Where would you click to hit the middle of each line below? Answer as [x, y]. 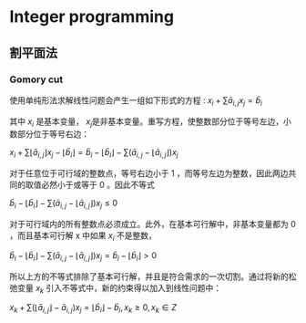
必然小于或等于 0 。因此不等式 [97, 185]
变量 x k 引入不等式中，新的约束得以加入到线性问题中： [119, 289]
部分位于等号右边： [53, 134]
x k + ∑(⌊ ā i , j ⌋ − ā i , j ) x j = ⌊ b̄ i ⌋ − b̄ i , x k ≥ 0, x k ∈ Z [93, 309]
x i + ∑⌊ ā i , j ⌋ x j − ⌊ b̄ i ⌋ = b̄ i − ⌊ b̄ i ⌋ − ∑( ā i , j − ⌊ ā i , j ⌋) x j [94, 154]
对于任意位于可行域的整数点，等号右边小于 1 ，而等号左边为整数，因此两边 [149, 173]
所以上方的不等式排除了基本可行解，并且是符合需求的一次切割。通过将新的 [149, 276]
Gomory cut [36, 79]
